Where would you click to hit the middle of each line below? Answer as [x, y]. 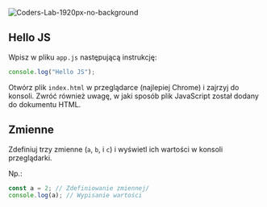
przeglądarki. [30, 158]
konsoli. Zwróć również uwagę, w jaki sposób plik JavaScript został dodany [134, 96]
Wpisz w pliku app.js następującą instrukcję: [83, 57]
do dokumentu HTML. [45, 104]
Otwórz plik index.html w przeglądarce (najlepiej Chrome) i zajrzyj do [124, 87]
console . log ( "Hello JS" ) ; [52, 72]
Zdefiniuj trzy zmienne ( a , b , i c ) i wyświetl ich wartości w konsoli [116, 149]
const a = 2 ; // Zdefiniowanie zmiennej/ [79, 188]
